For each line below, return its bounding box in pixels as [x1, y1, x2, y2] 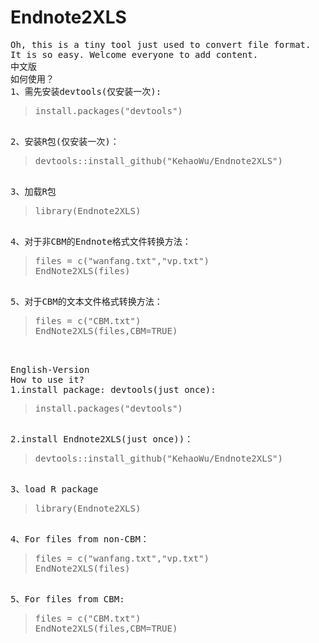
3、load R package [10, 483, 99, 495]
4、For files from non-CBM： [10, 533, 150, 545]
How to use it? [10, 374, 85, 385]
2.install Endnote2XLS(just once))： [10, 433, 194, 445]
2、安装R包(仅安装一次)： [10, 136, 120, 147]
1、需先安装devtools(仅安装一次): [10, 86, 162, 97]
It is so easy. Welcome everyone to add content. [10, 49, 259, 60]
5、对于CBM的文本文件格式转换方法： [10, 296, 163, 307]
